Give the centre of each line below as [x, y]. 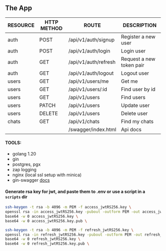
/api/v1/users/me [89, 81]
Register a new [138, 37]
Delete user [134, 113]
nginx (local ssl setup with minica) [47, 175]
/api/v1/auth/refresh [92, 62]
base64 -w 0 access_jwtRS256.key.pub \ [46, 221]
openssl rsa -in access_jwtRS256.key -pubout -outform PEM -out [73, 212]
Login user [133, 50]
